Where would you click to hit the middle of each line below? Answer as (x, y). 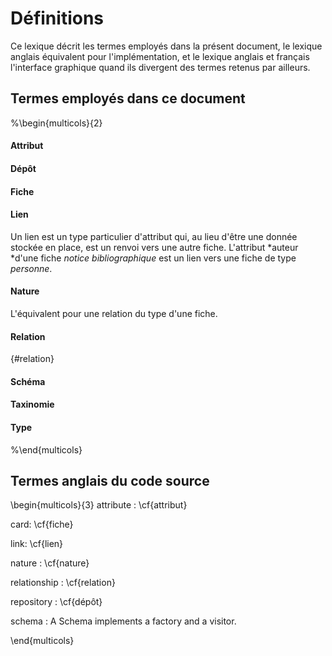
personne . (31, 268)
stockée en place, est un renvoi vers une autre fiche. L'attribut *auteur (154, 247)
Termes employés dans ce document (128, 98)
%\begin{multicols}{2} (56, 123)
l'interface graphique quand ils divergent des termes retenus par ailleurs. (160, 67)
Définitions (57, 18)
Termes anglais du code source (110, 480)
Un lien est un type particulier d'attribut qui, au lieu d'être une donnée (154, 236)
